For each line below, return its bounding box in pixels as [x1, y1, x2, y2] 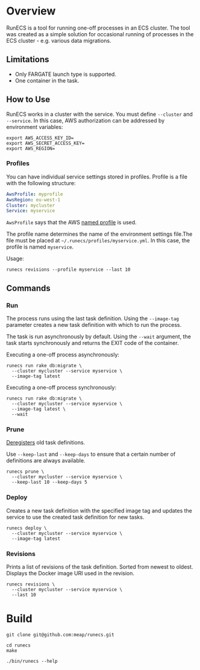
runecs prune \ [6, 469, 45, 475]
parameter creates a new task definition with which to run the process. [6, 321, 182, 329]
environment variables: [6, 123, 63, 130]
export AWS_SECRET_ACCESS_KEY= [6, 140, 85, 146]
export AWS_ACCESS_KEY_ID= [6, 134, 74, 141]
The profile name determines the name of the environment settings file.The [6, 230, 193, 238]
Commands [6, 283, 51, 293]
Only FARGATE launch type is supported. [14, 71, 116, 78]
